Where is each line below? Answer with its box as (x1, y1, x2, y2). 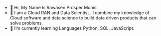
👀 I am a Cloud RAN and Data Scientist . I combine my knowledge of (9, 10, 150, 16)
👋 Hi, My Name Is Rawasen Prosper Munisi (9, 5, 98, 10)
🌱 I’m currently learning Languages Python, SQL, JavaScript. (9, 25, 135, 31)
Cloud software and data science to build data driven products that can (9, 15, 157, 20)
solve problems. (9, 20, 43, 26)
